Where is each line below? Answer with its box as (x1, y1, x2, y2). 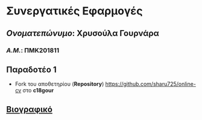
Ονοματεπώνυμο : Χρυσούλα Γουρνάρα (6, 28, 160, 38)
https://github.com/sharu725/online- (105, 80, 196, 88)
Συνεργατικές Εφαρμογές (6, 4, 143, 18)
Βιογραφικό (6, 104, 53, 115)
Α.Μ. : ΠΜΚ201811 (6, 46, 60, 55)
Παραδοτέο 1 (6, 64, 57, 74)
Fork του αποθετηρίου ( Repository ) (14, 80, 104, 88)
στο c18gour (22, 87, 54, 94)
